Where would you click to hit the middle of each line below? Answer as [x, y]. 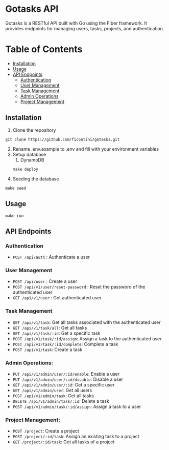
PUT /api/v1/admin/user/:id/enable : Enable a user [66, 374]
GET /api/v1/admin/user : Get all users [52, 391]
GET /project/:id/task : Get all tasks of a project [64, 442]
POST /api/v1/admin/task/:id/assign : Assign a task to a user [77, 407]
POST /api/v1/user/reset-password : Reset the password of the [79, 287]
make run [15, 216]
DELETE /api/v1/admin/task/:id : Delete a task [61, 401]
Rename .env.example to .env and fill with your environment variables [86, 149]
